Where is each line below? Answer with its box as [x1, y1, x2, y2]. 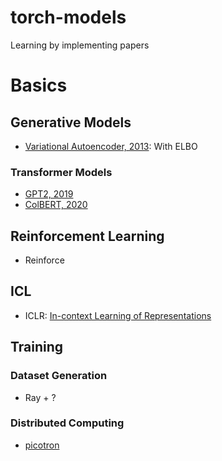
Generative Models [10, 114, 132, 131]
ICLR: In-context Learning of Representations [24, 309, 212, 321]
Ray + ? [24, 391, 57, 403]
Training [10, 339, 64, 356]
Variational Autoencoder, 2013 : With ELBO [24, 140, 198, 152]
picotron [24, 439, 60, 451]
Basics [10, 74, 68, 97]
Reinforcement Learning [10, 227, 165, 245]
